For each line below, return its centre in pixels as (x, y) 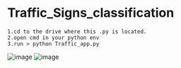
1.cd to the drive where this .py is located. (77, 32)
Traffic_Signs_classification (91, 13)
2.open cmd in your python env (53, 38)
